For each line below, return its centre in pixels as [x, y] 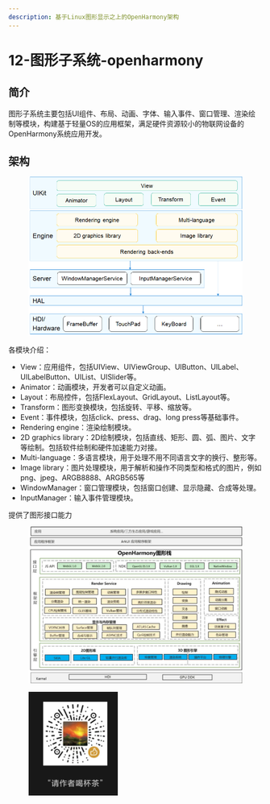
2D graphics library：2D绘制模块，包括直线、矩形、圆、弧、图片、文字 [138, 437]
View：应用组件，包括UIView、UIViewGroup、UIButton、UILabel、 [131, 367]
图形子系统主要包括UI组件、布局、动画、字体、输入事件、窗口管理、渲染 [129, 114]
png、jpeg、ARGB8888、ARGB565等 [82, 478]
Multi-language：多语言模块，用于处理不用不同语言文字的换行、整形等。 [141, 458]
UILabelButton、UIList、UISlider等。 [80, 377]
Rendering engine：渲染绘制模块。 [78, 428]
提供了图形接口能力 [40, 515]
